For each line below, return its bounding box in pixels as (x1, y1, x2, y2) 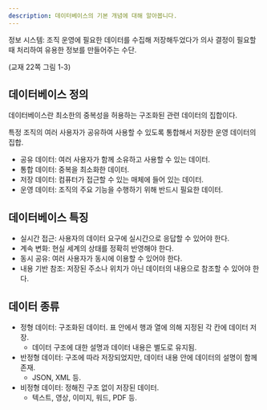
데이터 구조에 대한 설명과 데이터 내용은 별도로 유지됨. (31, 342, 197, 352)
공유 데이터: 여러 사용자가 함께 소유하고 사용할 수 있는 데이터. (19, 154, 211, 165)
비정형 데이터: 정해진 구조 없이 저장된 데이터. (19, 383, 160, 392)
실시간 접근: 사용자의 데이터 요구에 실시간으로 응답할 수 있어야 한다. (19, 234, 230, 244)
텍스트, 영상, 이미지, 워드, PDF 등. (31, 393, 138, 403)
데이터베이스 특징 (8, 211, 89, 224)
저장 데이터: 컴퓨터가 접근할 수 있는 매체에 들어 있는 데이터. (19, 174, 204, 185)
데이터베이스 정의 (8, 88, 89, 101)
